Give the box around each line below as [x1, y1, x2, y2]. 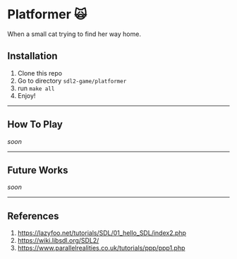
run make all [17, 84, 55, 92]
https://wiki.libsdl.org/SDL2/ [17, 236, 99, 245]
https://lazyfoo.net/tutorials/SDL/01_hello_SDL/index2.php [17, 229, 187, 237]
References [7, 210, 59, 222]
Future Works [7, 164, 68, 176]
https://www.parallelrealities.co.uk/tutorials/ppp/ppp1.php [17, 243, 186, 253]
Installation [7, 50, 58, 62]
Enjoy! [17, 91, 36, 100]
